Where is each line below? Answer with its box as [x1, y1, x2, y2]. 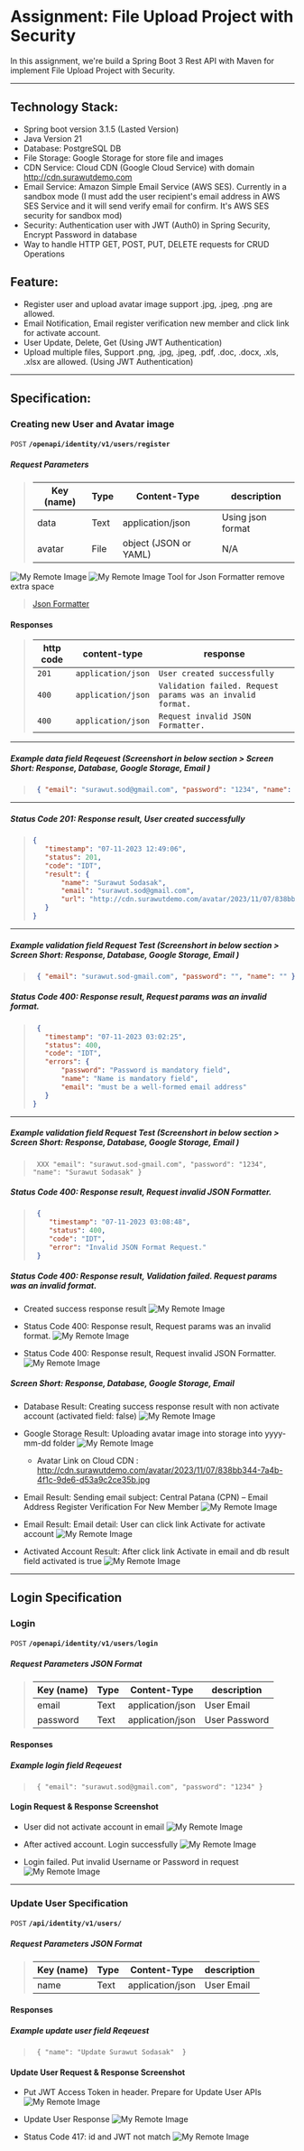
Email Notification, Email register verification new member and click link [23, 318, 290, 329]
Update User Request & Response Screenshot [10, 2066, 186, 2078]
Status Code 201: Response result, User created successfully [10, 813, 246, 824]
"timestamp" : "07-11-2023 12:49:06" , [44, 844, 187, 854]
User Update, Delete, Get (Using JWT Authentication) [23, 337, 223, 348]
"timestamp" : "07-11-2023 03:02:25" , [44, 1032, 187, 1041]
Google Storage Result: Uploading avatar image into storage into [23, 1428, 263, 1439]
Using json [221, 511, 267, 524]
